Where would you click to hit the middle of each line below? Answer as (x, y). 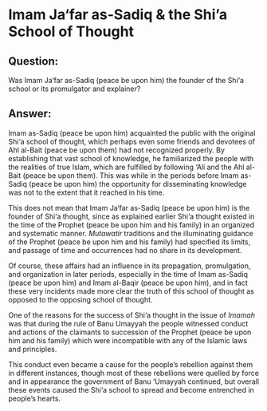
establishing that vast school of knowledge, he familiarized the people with (131, 158)
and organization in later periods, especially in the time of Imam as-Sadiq (128, 274)
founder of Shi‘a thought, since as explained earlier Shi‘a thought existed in (132, 216)
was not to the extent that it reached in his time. (86, 192)
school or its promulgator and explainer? (75, 89)
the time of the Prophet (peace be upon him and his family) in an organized (132, 224)
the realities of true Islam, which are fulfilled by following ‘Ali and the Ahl (126, 167)
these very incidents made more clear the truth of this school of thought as (132, 291)
